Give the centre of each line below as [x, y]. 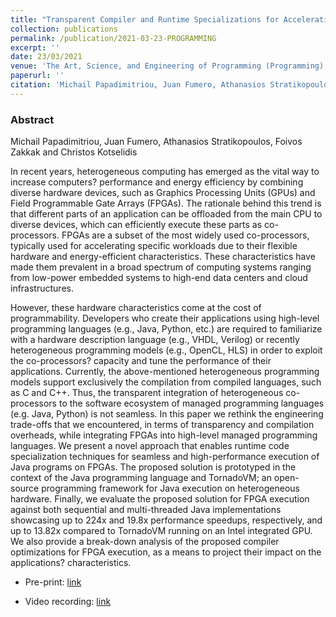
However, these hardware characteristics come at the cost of [136, 308]
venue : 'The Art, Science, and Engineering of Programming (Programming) [167, 66]
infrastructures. [42, 288]
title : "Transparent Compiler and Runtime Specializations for [145, 19]
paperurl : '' [37, 76]
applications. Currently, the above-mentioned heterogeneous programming [165, 372]
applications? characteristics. [71, 563]
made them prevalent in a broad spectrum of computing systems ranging [161, 267]
